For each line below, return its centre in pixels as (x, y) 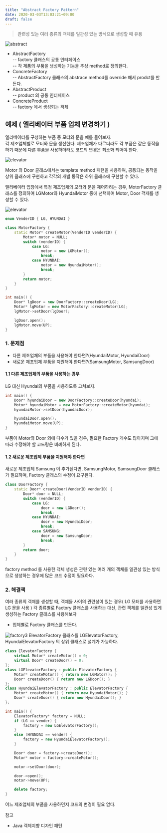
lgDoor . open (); (30, 320)
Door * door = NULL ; (43, 494)
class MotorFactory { (28, 228)
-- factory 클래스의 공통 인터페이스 (46, 60)
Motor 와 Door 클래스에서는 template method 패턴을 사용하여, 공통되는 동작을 (82, 170)
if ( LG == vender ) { (35, 721)
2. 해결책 (15, 590)
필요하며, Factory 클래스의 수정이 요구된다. (52, 475)
